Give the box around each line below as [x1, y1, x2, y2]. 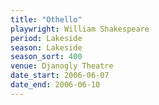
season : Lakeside [10, 42, 83, 53]
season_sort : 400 [10, 52, 83, 62]
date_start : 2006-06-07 [10, 71, 110, 81]
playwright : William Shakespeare [10, 24, 150, 34]
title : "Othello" [10, 14, 83, 25]
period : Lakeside [10, 33, 83, 43]
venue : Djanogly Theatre [10, 61, 114, 71]
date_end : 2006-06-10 [10, 80, 101, 90]
